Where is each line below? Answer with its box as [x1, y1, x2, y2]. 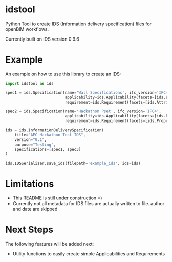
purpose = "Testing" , [14, 142, 56, 147]
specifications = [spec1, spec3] [14, 147, 81, 152]
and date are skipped [12, 206, 58, 212]
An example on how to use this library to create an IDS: [5, 71, 121, 77]
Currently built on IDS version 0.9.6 [5, 36, 79, 42]
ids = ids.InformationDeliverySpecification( [5, 128, 104, 133]
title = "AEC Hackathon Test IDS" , [14, 132, 86, 137]
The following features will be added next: [5, 241, 94, 247]
